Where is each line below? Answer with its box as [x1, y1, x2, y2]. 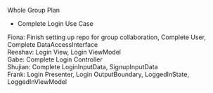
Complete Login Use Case [17, 20, 93, 27]
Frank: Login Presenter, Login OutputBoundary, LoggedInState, [7, 70, 190, 78]
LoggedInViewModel [7, 78, 67, 86]
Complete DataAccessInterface [7, 41, 98, 48]
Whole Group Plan [7, 6, 60, 14]
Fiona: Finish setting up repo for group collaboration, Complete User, [7, 33, 206, 41]
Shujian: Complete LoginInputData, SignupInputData [7, 63, 158, 71]
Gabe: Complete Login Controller [7, 55, 103, 64]
